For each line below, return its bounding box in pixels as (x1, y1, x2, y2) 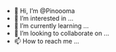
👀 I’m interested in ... (13, 14, 74, 22)
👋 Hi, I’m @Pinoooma (13, 7, 75, 15)
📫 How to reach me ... (13, 37, 79, 45)
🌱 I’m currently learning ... (13, 22, 89, 30)
